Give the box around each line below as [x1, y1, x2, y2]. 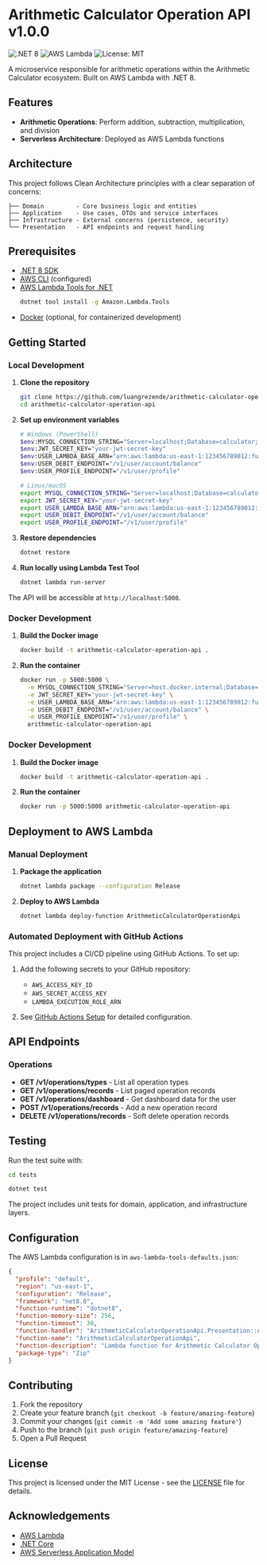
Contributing [8, 1379, 73, 1392]
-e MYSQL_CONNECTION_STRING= [27, 683, 124, 691]
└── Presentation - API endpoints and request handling [8, 223, 204, 231]
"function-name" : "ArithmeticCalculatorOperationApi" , [15, 1334, 201, 1342]
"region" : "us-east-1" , [15, 1282, 94, 1290]
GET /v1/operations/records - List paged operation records [19, 1085, 216, 1095]
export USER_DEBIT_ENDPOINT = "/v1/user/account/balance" [19, 512, 209, 520]
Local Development [8, 359, 85, 371]
